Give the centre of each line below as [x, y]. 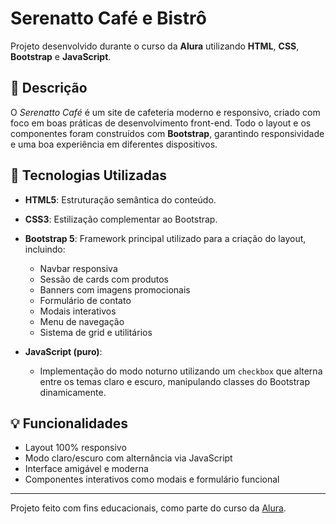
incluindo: [45, 249]
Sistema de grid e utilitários [96, 332]
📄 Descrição [49, 88]
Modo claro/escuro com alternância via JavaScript [128, 458]
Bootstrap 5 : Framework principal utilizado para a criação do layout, [165, 238]
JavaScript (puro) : [63, 351]
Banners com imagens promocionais [115, 289]
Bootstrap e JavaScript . [61, 56]
